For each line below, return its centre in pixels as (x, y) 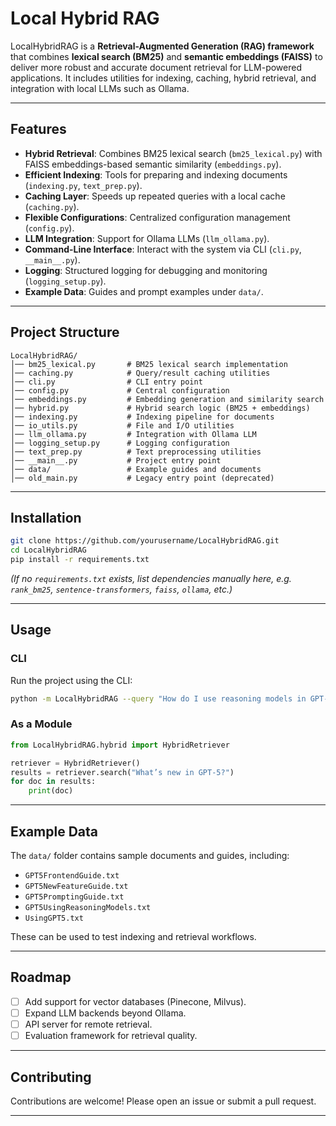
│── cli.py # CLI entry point (106, 382)
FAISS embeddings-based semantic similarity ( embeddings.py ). (153, 164)
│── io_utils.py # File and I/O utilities (122, 425)
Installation (46, 517)
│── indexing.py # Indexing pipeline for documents (142, 417)
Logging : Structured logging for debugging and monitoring (146, 270)
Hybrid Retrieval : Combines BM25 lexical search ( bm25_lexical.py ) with (173, 153)
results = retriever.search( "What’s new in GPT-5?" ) (122, 772)
